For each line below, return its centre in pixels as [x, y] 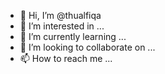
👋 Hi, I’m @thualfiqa [60, 15]
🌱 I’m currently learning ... [73, 36]
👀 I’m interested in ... [62, 26]
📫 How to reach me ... [66, 58]
